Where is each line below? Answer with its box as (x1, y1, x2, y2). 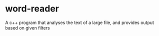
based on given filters (5, 24, 50, 30)
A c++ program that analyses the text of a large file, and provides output (5, 19, 154, 25)
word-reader (5, 3, 59, 14)
